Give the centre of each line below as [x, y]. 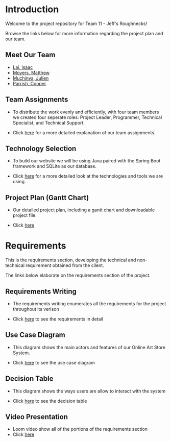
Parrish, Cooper [29, 83]
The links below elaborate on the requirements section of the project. [78, 275]
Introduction [32, 9]
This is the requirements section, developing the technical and [71, 260]
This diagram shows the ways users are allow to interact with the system [89, 391]
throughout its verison [36, 309]
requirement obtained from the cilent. [65, 265]
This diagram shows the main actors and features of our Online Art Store [89, 347]
